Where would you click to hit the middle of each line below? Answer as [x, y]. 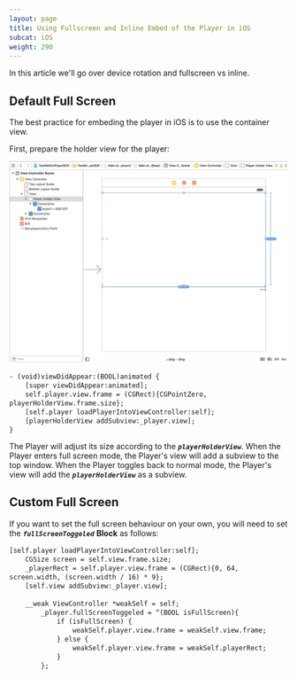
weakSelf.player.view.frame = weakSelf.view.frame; [169, 630]
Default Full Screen [63, 101]
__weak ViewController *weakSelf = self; [102, 604]
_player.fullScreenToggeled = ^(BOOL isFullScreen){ [140, 612]
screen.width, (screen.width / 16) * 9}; [87, 577]
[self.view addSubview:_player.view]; [96, 586]
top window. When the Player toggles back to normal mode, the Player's [141, 464]
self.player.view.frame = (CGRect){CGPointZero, [116, 394]
